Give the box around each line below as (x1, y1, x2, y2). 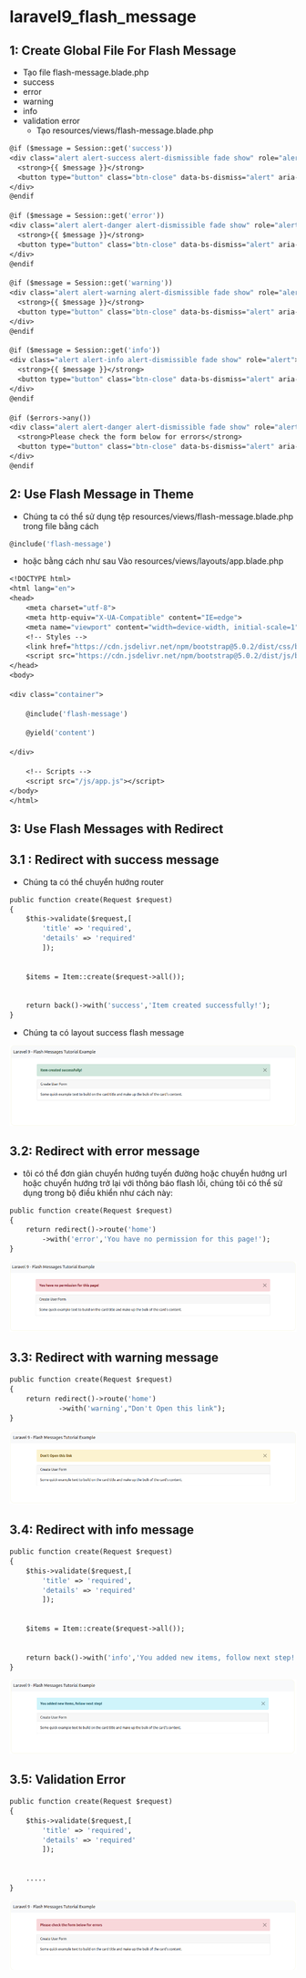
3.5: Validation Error (9, 1772, 126, 1787)
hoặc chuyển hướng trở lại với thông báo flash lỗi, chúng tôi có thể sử (22, 1177, 283, 1188)
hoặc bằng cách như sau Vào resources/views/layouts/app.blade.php (22, 556, 284, 567)
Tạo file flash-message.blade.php (22, 67, 149, 78)
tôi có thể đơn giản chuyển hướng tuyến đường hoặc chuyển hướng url (22, 1168, 288, 1179)
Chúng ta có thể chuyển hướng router (22, 876, 164, 887)
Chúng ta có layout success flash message (22, 1027, 185, 1038)
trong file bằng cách (22, 520, 99, 531)
